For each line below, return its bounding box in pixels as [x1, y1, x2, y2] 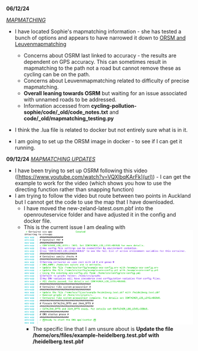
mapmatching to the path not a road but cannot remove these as [23, 65, 181, 72]
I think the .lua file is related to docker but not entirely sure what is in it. [14, 127, 188, 133]
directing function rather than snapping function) [14, 186, 135, 193]
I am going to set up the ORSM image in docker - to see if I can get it [14, 138, 183, 144]
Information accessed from [23, 102, 90, 109]
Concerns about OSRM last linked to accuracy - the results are [23, 52, 177, 59]
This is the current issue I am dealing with [23, 224, 126, 230]
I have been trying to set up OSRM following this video [14, 167, 148, 174]
